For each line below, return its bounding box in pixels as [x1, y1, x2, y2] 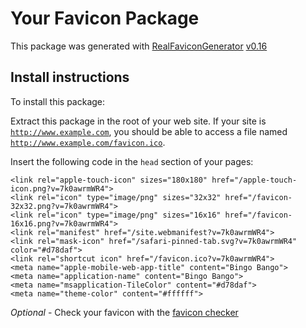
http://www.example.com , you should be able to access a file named [10, 125, 288, 137]
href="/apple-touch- [211, 175, 298, 185]
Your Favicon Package [10, 7, 200, 30]
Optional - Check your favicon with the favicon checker [10, 306, 239, 318]
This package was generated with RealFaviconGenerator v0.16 [10, 40, 268, 52]
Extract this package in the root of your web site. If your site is [10, 115, 267, 127]
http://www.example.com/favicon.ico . [10, 136, 166, 148]
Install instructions [10, 69, 130, 86]
